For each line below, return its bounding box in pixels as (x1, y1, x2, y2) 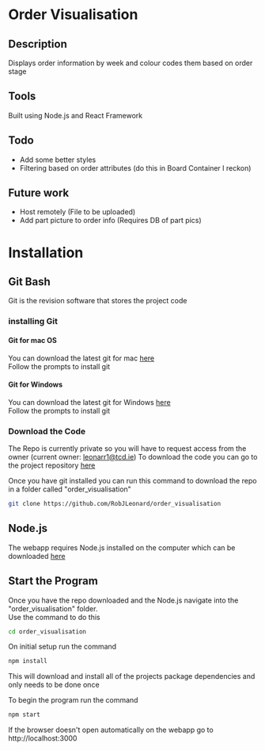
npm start (8, 711, 41, 719)
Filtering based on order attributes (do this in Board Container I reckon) (19, 163, 252, 172)
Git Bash (8, 275, 51, 289)
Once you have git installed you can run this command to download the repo (8, 476, 257, 486)
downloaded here (8, 551, 66, 560)
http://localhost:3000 (8, 734, 78, 743)
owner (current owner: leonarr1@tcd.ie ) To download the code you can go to (8, 453, 258, 462)
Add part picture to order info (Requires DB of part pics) (19, 216, 202, 225)
